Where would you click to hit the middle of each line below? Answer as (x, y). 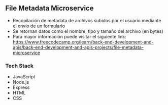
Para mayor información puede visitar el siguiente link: (69, 36)
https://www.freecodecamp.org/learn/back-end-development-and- (83, 42)
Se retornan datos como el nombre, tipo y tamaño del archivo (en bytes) (88, 31)
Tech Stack (20, 66)
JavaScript (24, 77)
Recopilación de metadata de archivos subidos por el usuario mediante (87, 20)
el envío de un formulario (39, 26)
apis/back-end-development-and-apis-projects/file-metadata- (78, 47)
